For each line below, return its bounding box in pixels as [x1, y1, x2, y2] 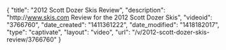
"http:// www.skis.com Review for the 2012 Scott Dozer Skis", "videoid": [6, 13, 213, 22]
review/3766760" [6, 35, 58, 44]
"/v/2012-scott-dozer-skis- [131, 28, 210, 36]
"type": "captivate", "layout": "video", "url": [6, 28, 131, 36]
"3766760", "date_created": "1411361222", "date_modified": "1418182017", [6, 21, 220, 28]
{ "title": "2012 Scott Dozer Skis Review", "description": [6, 6, 166, 14]
